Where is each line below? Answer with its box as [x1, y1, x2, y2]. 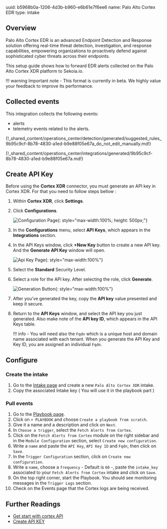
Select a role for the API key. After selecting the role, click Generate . [12, 276, 153, 282]
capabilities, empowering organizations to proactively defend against [5, 47, 147, 54]
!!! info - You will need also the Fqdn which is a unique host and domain [12, 331, 158, 337]
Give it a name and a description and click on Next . [12, 422, 117, 428]
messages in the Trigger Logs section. [12, 480, 92, 486]
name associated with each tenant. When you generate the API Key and [12, 336, 160, 342]
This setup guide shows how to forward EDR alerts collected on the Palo [5, 62, 154, 69]
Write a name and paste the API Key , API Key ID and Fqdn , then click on [12, 443, 157, 449]
